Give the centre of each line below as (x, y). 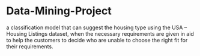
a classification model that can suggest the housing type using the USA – (97, 27)
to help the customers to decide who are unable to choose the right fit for (97, 40)
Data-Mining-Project (59, 11)
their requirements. (30, 46)
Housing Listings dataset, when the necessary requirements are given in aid (100, 33)
